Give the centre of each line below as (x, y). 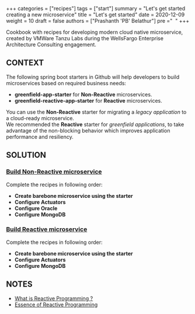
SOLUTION (26, 155)
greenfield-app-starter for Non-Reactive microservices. (83, 94)
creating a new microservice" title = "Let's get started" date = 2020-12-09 (95, 15)
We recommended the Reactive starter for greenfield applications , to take (95, 124)
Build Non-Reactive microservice (54, 172)
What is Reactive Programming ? (54, 298)
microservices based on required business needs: (66, 83)
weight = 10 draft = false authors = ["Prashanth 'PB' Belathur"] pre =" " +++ (98, 21)
